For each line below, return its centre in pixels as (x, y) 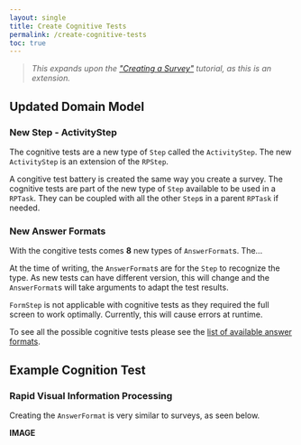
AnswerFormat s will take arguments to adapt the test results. (119, 287)
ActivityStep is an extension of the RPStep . (89, 161)
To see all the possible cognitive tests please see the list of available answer (151, 332)
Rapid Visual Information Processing (91, 395)
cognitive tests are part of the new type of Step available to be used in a (143, 188)
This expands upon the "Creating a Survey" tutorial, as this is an (151, 69)
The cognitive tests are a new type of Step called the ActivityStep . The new (150, 152)
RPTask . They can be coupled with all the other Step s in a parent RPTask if (144, 198)
